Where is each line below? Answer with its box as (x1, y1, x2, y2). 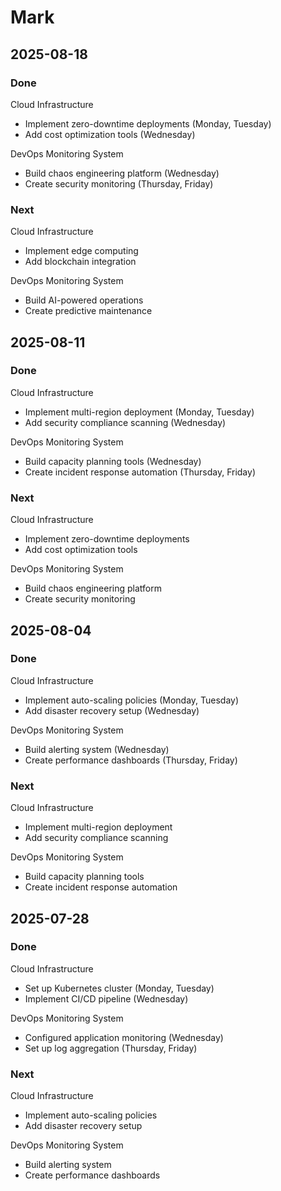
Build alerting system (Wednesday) (24, 743, 170, 755)
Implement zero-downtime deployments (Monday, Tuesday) (24, 117, 272, 130)
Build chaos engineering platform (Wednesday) (24, 167, 220, 179)
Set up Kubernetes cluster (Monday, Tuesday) (24, 982, 215, 994)
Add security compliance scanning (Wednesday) (24, 416, 227, 428)
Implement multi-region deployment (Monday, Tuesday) (24, 406, 255, 418)
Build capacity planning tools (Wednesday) (24, 455, 202, 467)
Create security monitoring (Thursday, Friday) (24, 177, 214, 190)
